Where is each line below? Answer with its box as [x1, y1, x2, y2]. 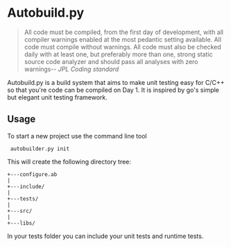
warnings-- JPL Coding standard [24, 65, 119, 73]
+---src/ [7, 207, 33, 214]
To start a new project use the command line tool [7, 132, 147, 140]
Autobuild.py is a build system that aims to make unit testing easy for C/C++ [7, 78, 225, 86]
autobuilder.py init [10, 145, 70, 152]
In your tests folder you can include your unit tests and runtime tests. [7, 232, 204, 240]
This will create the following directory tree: [7, 157, 132, 166]
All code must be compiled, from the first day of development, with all [24, 28, 224, 36]
